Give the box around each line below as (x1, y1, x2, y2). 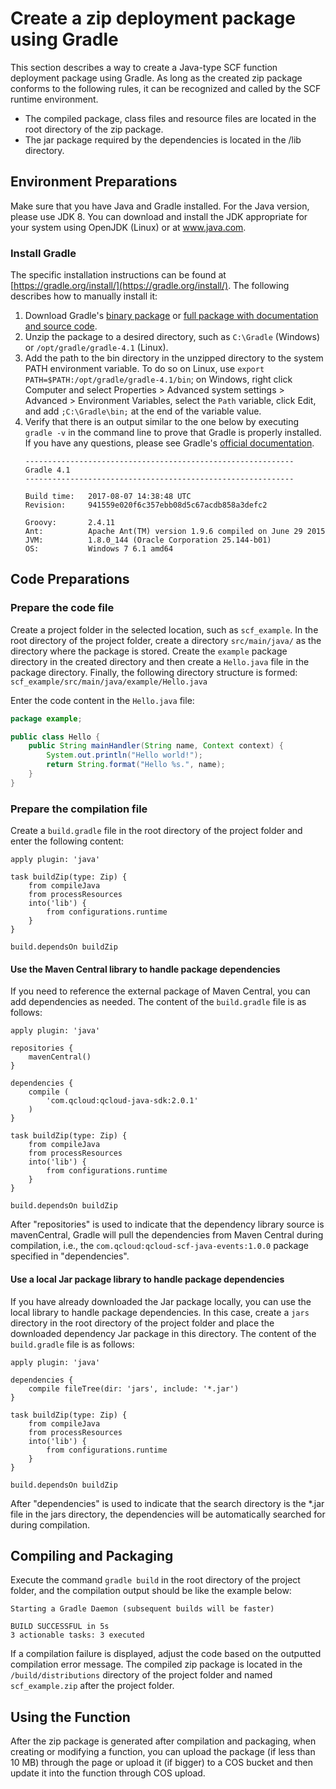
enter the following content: (10, 835, 125, 847)
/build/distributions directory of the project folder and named (10, 1669, 273, 1681)
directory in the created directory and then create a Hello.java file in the (10, 655, 310, 667)
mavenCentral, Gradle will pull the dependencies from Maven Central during (10, 1229, 324, 1241)
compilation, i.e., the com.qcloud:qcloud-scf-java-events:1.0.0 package (10, 1240, 310, 1252)
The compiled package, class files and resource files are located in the (24, 112, 317, 124)
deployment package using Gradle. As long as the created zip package (10, 72, 303, 84)
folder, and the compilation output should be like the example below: (10, 1585, 292, 1597)
